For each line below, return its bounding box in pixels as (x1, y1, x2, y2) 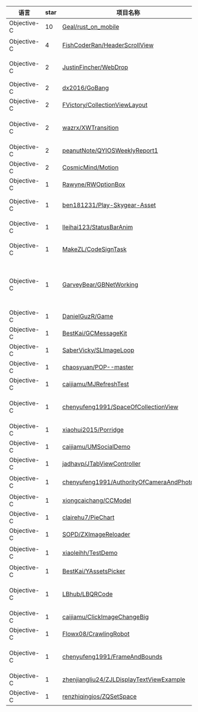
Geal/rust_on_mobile (62, 23, 120, 31)
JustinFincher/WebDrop (62, 63, 128, 71)
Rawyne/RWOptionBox (62, 180, 126, 188)
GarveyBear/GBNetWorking (62, 281, 138, 288)
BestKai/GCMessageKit (62, 329, 127, 337)
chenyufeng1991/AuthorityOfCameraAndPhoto (62, 478, 194, 486)
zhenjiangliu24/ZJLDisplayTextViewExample (62, 675, 186, 683)
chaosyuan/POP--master (62, 363, 134, 371)
